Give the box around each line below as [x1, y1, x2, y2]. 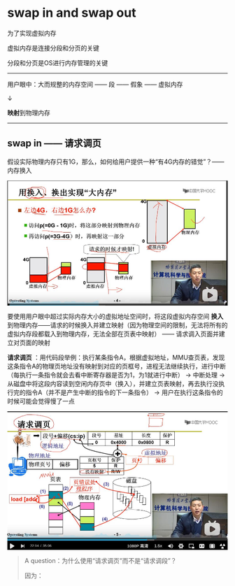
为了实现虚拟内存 [7, 29, 57, 37]
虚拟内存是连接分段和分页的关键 [7, 43, 99, 52]
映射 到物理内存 [7, 108, 50, 117]
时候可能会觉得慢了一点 [7, 396, 75, 405]
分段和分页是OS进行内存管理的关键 [7, 58, 108, 67]
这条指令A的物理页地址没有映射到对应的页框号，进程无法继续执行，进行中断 [7, 362, 226, 370]
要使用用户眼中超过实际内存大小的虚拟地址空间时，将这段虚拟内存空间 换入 [7, 312, 224, 320]
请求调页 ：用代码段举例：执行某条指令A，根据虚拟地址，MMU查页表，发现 [7, 353, 225, 362]
